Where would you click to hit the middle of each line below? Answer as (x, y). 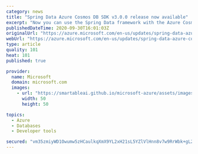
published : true (26, 61)
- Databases (26, 126)
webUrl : (16, 39)
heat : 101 (18, 55)
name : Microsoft (31, 77)
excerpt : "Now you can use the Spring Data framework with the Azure (93, 22)
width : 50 (34, 99)
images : (21, 88)
